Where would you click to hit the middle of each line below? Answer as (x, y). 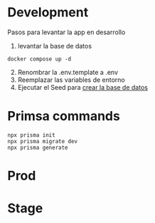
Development (48, 12)
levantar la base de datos (55, 46)
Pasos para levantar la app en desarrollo (66, 32)
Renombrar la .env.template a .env (68, 72)
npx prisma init (31, 135)
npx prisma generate (38, 147)
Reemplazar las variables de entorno (71, 80)
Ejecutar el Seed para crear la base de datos (82, 87)
